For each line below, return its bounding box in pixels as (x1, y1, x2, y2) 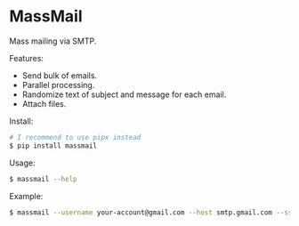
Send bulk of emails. (21, 69, 98, 81)
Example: (9, 190, 44, 201)
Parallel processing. (21, 79, 95, 90)
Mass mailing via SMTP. (9, 36, 97, 46)
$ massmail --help (9, 174, 77, 183)
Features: (9, 52, 44, 63)
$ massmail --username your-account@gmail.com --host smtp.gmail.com (9, 207, 273, 217)
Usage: (9, 157, 36, 168)
